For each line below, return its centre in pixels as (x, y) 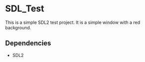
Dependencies (28, 43)
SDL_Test (25, 9)
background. (18, 27)
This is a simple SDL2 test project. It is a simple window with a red (73, 22)
